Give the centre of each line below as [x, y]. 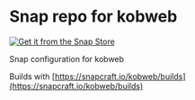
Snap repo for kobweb [93, 17]
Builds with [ [32, 76]
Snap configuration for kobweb [66, 59]
